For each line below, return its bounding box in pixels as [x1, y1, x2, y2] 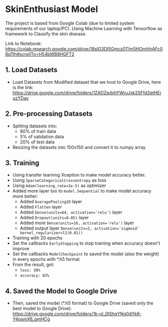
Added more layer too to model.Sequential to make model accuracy [12, 188, 151, 194]
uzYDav [12, 95, 29, 101]
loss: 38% [19, 268, 41, 273]
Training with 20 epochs [12, 235, 62, 241]
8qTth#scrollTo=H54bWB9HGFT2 [5, 51, 74, 57]
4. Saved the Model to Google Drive [5, 287, 117, 295]
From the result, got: [12, 262, 54, 268]
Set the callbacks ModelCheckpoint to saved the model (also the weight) [12, 251, 159, 257]
